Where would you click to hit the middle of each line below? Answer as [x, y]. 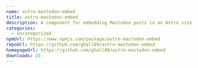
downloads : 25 [24, 56]
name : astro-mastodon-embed [41, 12]
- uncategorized [31, 34]
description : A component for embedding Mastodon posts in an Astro [92, 22]
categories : [21, 28]
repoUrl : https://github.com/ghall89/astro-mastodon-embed [81, 45]
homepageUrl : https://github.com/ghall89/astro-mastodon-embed [86, 50]
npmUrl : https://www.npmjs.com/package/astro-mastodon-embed [83, 39]
